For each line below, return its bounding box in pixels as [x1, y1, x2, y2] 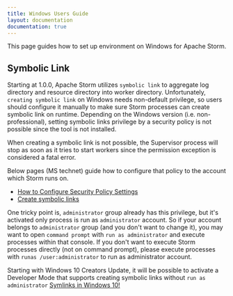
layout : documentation [7, 17, 73, 24]
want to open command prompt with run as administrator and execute [7, 231, 205, 239]
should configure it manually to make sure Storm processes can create [7, 103, 210, 111]
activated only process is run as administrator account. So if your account [7, 216, 222, 224]
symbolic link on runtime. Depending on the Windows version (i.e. [7, 110, 196, 119]
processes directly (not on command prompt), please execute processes [7, 245, 216, 254]
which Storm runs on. [7, 174, 69, 183]
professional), [7, 117, 47, 126]
